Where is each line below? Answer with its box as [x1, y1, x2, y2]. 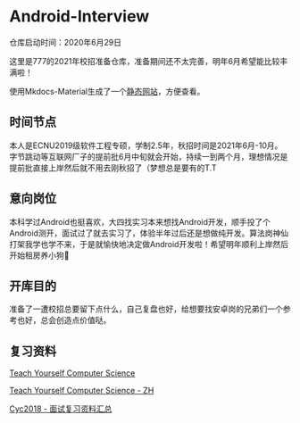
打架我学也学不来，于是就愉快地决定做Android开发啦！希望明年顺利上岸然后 [9, 238, 288, 249]
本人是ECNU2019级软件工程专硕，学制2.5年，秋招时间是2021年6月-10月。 [9, 140, 283, 151]
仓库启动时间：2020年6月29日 [9, 37, 122, 47]
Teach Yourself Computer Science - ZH [9, 386, 154, 396]
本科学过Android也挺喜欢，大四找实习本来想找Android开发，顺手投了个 [9, 216, 271, 227]
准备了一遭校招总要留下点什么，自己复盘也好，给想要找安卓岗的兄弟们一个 [9, 303, 283, 314]
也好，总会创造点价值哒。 [16, 315, 112, 326]
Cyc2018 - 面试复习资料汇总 [9, 403, 112, 414]
